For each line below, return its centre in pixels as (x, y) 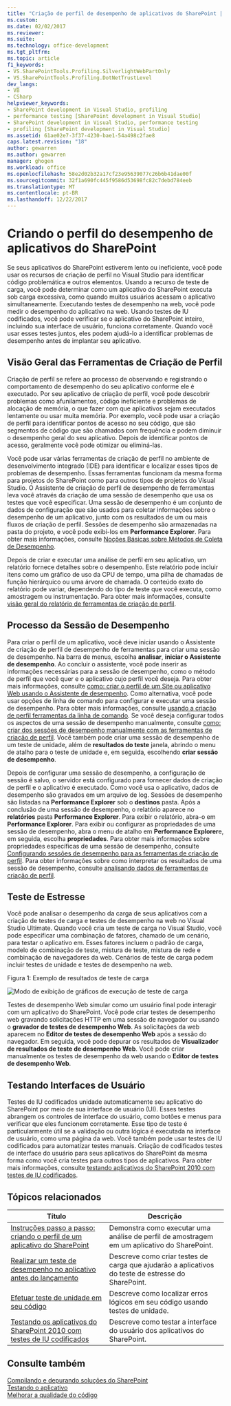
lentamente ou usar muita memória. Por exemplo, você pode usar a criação (113, 415)
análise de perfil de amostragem (161, 1237)
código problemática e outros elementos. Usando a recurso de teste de (108, 282)
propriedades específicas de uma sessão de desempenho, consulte (103, 846)
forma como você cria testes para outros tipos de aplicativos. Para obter (110, 1160)
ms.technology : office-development (58, 46)
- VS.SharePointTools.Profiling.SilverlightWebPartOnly (89, 71)
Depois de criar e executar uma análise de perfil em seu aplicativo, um (107, 560)
